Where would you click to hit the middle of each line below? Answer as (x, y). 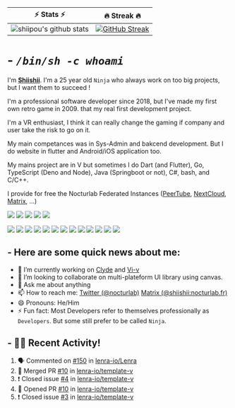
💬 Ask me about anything (54, 284)
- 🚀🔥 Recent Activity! (54, 343)
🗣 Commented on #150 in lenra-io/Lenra (77, 361)
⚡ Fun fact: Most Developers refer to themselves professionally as (113, 310)
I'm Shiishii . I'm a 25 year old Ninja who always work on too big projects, (114, 80)
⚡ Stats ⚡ (50, 14)
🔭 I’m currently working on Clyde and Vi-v (78, 269)
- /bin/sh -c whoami (66, 60)
